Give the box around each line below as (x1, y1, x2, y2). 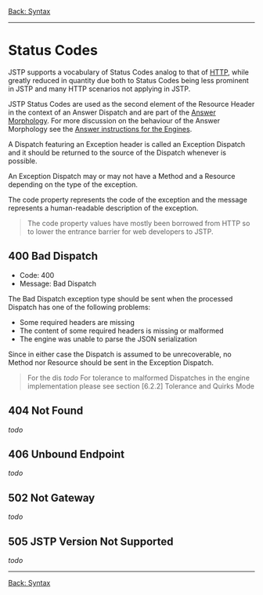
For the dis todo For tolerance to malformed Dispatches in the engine (27, 373, 250, 382)
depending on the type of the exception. (8, 180, 139, 189)
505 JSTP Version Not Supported (8, 535, 174, 548)
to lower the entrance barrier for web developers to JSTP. (27, 227, 214, 236)
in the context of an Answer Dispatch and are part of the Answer (8, 108, 217, 117)
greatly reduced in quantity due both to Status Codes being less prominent (8, 75, 249, 85)
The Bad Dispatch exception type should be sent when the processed (8, 294, 233, 303)
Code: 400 (19, 270, 55, 279)
